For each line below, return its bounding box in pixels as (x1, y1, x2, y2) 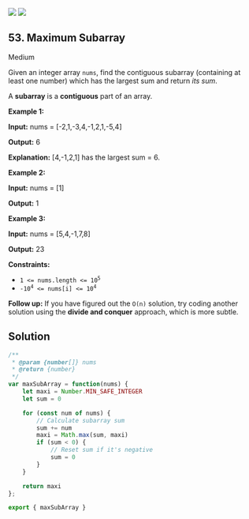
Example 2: (8, 167, 46, 177)
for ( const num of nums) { (22, 409, 111, 417)
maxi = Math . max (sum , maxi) (36, 431, 128, 439)
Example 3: (8, 213, 46, 223)
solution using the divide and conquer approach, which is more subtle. (8, 307, 239, 316)
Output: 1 (8, 198, 39, 208)
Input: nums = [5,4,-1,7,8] (8, 229, 91, 239)
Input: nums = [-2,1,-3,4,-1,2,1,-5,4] (8, 122, 122, 131)
